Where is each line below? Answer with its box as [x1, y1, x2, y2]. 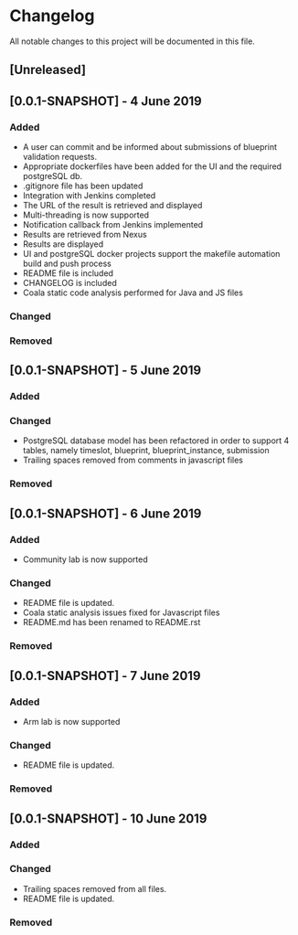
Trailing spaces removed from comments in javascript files [22, 454, 244, 466]
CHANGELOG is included [22, 278, 117, 289]
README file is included [22, 268, 114, 279]
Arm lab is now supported [22, 716, 121, 727]
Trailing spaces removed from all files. [22, 883, 167, 894]
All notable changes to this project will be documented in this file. [9, 36, 256, 47]
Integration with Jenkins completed [22, 190, 156, 201]
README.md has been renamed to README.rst [22, 617, 201, 628]
